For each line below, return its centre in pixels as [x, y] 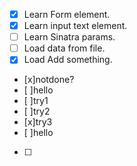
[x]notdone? [49, 80]
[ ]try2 [37, 111]
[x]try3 [38, 122]
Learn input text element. [75, 26]
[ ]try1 [36, 101]
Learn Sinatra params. [69, 37]
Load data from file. [64, 48]
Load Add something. [68, 60]
